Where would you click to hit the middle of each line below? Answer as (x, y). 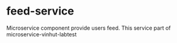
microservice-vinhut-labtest (42, 34)
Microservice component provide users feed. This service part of (89, 28)
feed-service (40, 11)
